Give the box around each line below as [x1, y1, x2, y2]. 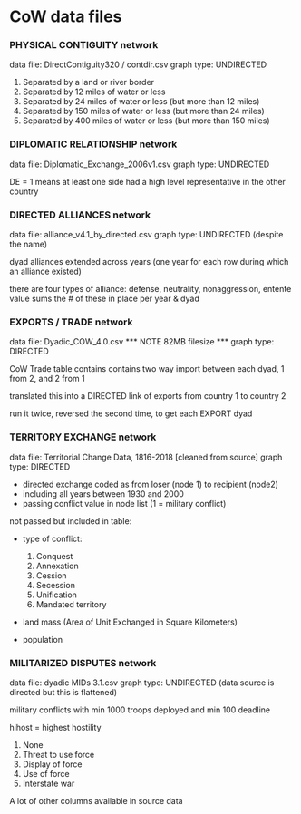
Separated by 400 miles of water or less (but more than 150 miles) [22, 115, 270, 126]
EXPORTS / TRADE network [9, 315, 133, 328]
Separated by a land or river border [22, 77, 155, 88]
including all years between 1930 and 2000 [22, 488, 184, 499]
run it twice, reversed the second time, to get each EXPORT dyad [9, 408, 253, 419]
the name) [9, 238, 48, 250]
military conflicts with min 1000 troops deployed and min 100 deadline [9, 704, 270, 715]
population [22, 634, 63, 644]
